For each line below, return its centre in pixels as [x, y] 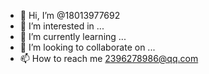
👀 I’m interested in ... [62, 26]
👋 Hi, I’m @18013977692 [70, 15]
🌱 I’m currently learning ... [73, 36]
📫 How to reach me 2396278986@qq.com [109, 58]
